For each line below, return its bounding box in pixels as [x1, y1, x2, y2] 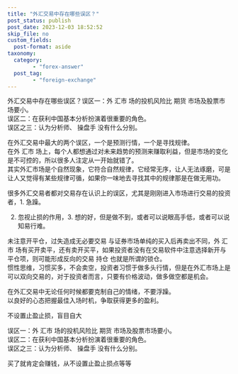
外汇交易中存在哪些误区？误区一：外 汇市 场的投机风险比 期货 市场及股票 [7, 97, 220, 105]
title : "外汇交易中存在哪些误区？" [7, 10, 100, 18]
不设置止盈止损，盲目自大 [7, 312, 82, 320]
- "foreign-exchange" [33, 76, 97, 84]
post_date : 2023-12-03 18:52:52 [7, 23, 103, 31]
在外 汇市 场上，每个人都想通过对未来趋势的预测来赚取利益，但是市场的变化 [7, 147, 228, 156]
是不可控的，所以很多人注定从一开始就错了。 [7, 156, 138, 165]
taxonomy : [7, 50, 37, 57]
